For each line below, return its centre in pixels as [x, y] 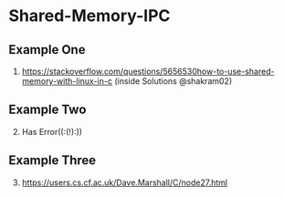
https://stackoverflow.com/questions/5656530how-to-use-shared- [148, 71]
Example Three [53, 161]
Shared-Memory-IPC [89, 16]
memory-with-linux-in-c [67, 81]
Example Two [47, 110]
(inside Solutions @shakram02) [174, 81]
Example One [47, 50]
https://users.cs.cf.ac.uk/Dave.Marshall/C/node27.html [125, 182]
